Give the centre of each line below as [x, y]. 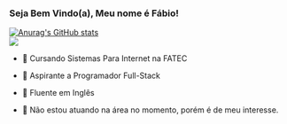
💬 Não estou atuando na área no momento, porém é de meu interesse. [150, 110]
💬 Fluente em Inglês [58, 93]
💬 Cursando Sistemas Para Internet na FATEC [105, 58]
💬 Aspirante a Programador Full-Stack [91, 76]
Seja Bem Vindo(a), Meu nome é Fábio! [94, 13]
